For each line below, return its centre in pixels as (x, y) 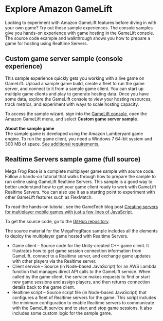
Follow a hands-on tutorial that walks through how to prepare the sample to (81, 176)
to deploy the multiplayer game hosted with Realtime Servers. (67, 236)
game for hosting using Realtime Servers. (46, 43)
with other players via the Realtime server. (54, 261)
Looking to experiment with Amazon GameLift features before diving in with (81, 23)
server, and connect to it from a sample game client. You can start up (74, 89)
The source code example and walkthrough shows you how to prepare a (78, 38)
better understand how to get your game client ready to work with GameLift (81, 186)
